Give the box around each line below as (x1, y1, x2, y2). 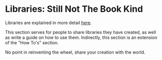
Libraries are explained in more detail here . (5, 20, 92, 26)
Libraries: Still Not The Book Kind (5, 3, 143, 15)
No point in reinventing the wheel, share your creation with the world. (5, 49, 146, 55)
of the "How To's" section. (5, 39, 59, 45)
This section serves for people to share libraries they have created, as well (5, 29, 156, 35)
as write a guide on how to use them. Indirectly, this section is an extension (5, 34, 158, 40)
